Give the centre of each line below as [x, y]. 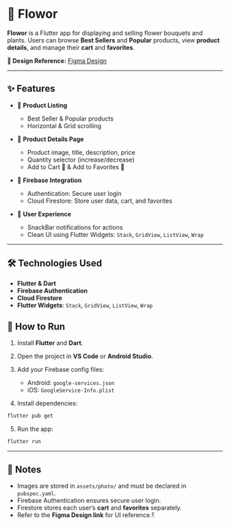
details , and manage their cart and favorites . [71, 47]
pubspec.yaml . [36, 493]
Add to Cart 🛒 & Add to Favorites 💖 [76, 166]
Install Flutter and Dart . [50, 343]
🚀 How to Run [36, 326]
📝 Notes [24, 469]
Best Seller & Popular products [71, 118]
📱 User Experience [44, 214]
